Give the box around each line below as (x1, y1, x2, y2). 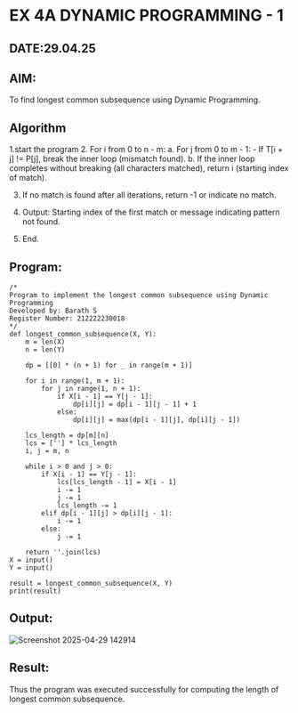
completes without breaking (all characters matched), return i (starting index (9, 163, 289, 174)
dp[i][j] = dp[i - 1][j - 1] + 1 (72, 400, 197, 409)
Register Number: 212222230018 (9, 314, 125, 323)
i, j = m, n (25, 447, 69, 456)
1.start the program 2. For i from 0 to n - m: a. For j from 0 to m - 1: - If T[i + (9, 144, 283, 155)
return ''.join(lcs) (25, 548, 101, 557)
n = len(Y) (25, 345, 66, 354)
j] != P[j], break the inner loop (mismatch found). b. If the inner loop (9, 153, 255, 165)
